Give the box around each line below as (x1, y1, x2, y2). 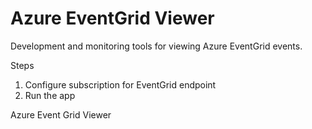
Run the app (24, 89, 76, 101)
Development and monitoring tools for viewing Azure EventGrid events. (10, 40, 303, 52)
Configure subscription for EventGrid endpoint (24, 78, 217, 91)
